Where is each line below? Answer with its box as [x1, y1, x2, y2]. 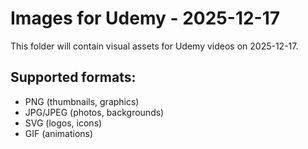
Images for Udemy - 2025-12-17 [10, 7, 281, 30]
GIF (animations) [24, 127, 94, 139]
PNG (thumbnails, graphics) [24, 95, 140, 107]
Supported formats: [10, 69, 137, 86]
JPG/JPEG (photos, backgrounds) [24, 106, 165, 118]
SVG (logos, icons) [24, 117, 103, 129]
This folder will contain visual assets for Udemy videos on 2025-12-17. [10, 40, 299, 52]
